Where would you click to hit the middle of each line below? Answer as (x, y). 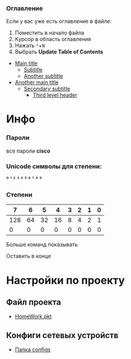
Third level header (55, 95)
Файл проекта (34, 302)
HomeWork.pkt (33, 317)
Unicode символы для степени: (54, 166)
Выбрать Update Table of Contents (59, 52)
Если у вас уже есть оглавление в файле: (59, 21)
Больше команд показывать (42, 245)
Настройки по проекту (65, 280)
